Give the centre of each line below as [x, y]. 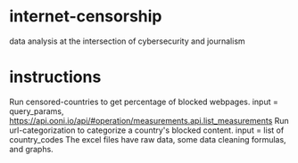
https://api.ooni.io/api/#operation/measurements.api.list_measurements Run [149, 120]
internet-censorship [86, 16]
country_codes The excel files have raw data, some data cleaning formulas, [148, 139]
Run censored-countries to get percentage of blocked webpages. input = [144, 102]
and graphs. [31, 149]
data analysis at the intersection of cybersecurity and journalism [127, 41]
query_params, [37, 111]
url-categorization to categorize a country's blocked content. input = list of [147, 130]
